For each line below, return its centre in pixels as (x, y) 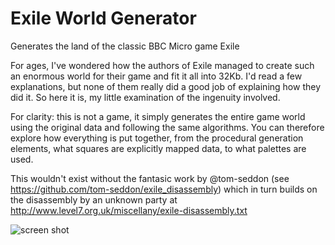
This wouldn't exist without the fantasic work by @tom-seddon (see (150, 178)
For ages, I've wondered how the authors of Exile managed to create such (162, 65)
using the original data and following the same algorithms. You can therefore (167, 127)
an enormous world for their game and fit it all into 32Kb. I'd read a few (156, 76)
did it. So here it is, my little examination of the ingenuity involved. (145, 97)
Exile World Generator (103, 18)
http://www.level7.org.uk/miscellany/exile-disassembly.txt (129, 210)
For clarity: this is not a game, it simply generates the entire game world (158, 116)
